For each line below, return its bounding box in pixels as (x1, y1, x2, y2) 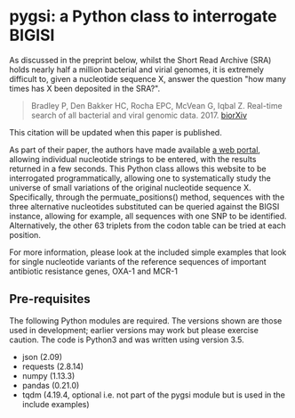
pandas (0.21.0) (21, 380, 80, 390)
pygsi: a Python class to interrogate (9, 6, 277, 27)
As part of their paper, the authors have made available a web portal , (9, 144, 260, 155)
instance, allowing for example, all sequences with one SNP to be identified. (9, 210, 287, 221)
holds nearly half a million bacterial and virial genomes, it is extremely (9, 64, 265, 75)
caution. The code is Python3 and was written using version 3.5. (9, 334, 244, 345)
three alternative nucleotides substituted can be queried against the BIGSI (9, 201, 280, 211)
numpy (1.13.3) (21, 370, 76, 381)
